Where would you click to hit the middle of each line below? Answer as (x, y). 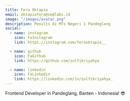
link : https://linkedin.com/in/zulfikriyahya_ (63, 79)
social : (13, 28)
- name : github (25, 51)
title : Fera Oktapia (27, 10)
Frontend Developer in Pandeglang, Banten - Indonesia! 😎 (65, 93)
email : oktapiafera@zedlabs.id (38, 14)
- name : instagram (29, 33)
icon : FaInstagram (33, 38)
